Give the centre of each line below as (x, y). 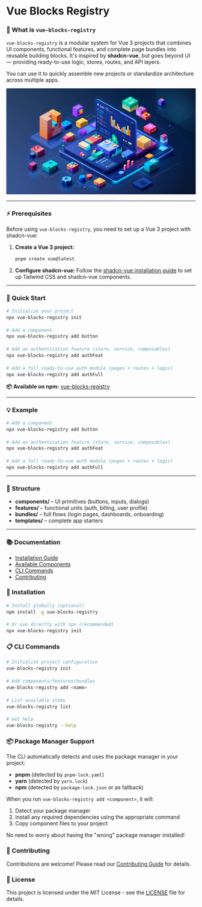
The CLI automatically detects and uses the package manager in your (92, 757)
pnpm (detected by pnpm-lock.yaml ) (59, 775)
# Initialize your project (40, 311)
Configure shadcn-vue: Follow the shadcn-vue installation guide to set (103, 270)
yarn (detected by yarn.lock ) (51, 781)
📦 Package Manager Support (50, 742)
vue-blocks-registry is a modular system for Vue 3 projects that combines (99, 43)
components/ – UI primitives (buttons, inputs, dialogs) (82, 502)
